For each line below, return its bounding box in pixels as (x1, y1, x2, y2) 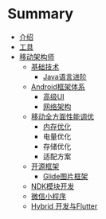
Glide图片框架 (42, 171, 88, 181)
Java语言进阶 (42, 72, 87, 81)
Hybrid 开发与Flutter (30, 201, 98, 211)
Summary (7, 5, 73, 23)
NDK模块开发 (30, 181, 75, 191)
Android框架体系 (30, 81, 85, 92)
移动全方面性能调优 (30, 111, 95, 121)
